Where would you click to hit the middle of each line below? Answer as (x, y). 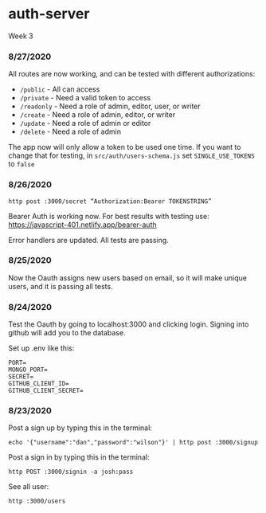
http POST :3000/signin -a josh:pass (71, 472)
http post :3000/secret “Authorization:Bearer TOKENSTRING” (110, 201)
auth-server (49, 14)
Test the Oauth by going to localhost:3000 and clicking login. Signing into (129, 324)
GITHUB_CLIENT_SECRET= (46, 391)
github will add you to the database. (67, 333)
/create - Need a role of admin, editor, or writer (98, 115)
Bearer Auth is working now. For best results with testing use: (109, 216)
